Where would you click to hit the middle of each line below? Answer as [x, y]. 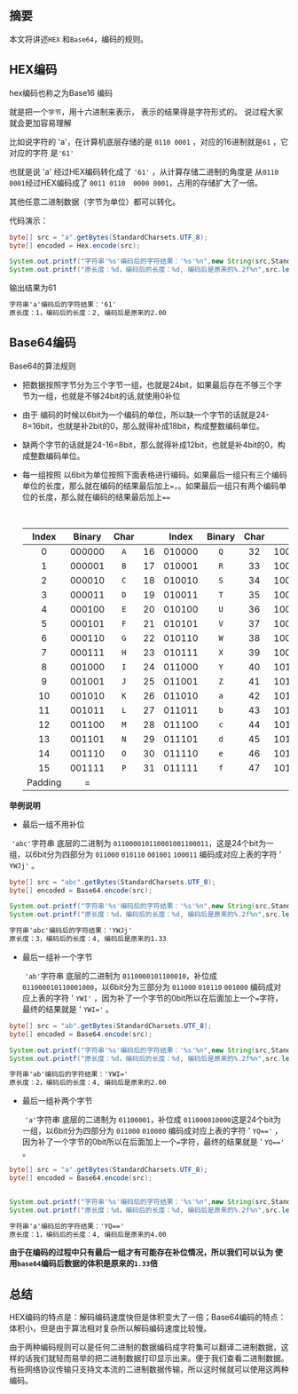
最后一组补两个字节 [57, 1101]
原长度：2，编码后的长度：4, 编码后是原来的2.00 [88, 1083]
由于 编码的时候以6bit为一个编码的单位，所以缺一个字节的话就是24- [145, 415]
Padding [44, 782]
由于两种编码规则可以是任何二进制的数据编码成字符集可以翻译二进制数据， [145, 1347]
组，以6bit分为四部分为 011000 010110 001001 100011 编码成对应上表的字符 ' [145, 854]
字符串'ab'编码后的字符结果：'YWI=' [69, 1074]
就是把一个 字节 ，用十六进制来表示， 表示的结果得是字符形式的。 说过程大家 [146, 111]
